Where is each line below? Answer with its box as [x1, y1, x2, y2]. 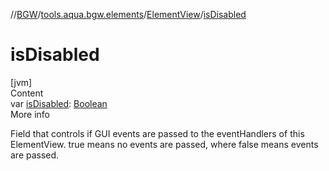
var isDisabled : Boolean [10, 97, 108, 109]
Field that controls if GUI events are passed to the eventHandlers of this [10, 127, 305, 139]
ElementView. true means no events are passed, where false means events [10, 138, 319, 150]
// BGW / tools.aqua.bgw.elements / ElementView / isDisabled [10, 9, 247, 20]
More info [10, 108, 51, 120]
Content [10, 87, 44, 99]
